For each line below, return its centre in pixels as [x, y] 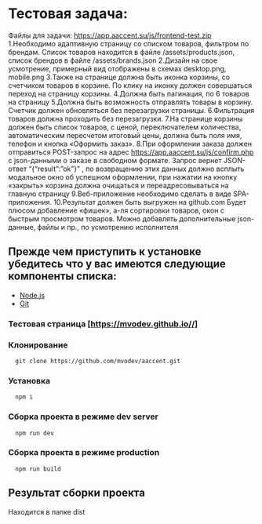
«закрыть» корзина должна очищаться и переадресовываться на [118, 185]
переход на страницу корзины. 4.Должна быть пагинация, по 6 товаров [129, 93]
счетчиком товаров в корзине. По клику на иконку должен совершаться [130, 85]
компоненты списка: [62, 277]
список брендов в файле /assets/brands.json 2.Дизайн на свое [113, 60]
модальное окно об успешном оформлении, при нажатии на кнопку [123, 176]
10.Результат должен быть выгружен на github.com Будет [150, 202]
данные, [22, 227]
